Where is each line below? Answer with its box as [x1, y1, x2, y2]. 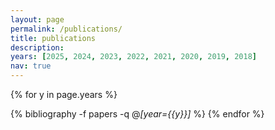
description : [10, 42, 65, 53]
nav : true [10, 61, 52, 71]
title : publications [10, 33, 97, 43]
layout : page [10, 14, 65, 25]
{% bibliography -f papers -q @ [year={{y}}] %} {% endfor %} [10, 108, 265, 120]
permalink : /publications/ [10, 24, 123, 34]
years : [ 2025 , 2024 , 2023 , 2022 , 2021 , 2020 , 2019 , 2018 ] [10, 52, 258, 62]
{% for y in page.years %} [10, 89, 118, 100]
